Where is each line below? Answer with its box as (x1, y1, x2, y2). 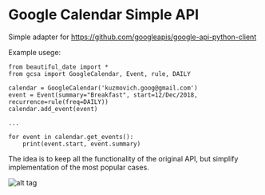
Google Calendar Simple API (8, 6, 200, 24)
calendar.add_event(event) (8, 105, 98, 113)
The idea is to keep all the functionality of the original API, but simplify (8, 153, 239, 163)
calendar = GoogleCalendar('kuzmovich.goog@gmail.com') (8, 84, 198, 92)
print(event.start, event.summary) (22, 140, 141, 148)
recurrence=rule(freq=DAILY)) (8, 97, 109, 105)
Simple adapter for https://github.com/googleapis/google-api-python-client (8, 32, 257, 42)
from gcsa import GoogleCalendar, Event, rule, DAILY (8, 70, 192, 78)
